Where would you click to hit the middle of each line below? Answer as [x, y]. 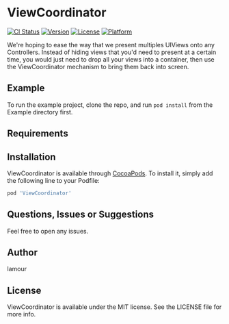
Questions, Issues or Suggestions [80, 215]
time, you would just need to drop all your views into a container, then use [111, 59]
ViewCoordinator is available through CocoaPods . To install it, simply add [110, 173]
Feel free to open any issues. [48, 231]
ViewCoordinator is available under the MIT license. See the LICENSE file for [114, 307]
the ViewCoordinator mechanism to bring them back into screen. [98, 66]
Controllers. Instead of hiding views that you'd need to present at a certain [112, 52]
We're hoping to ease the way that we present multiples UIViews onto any [111, 45]
